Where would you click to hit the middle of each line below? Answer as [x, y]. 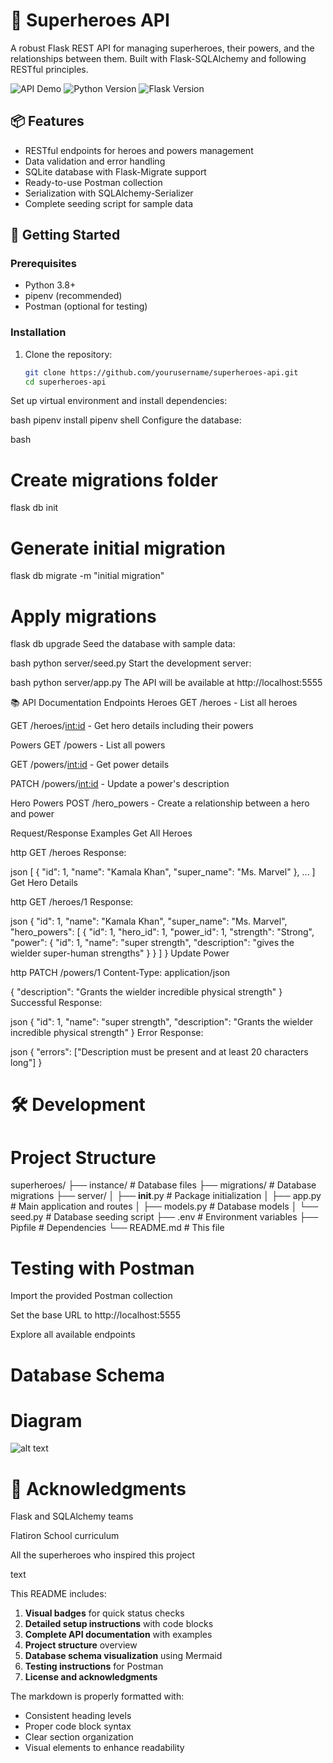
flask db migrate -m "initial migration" [87, 576]
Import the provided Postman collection [91, 1296]
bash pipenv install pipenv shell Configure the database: [126, 420]
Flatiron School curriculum [65, 1536]
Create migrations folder [114, 480]
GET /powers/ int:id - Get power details [90, 765]
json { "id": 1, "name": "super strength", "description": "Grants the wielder [162, 1022]
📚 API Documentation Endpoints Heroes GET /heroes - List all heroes [154, 703]
